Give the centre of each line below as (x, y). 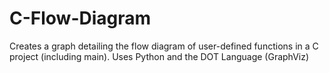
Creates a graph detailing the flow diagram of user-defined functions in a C (164, 46)
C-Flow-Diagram (80, 18)
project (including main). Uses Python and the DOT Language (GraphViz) (159, 56)
